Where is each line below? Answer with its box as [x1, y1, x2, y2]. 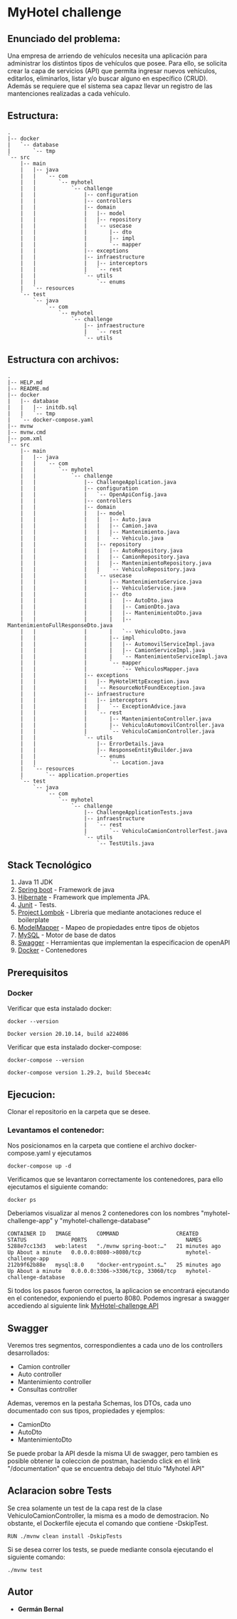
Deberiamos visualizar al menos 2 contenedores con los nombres [7, 1209, 200, 1217]
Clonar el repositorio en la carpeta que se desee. [7, 1107, 151, 1116]
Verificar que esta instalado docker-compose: [7, 1043, 142, 1052]
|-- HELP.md [7, 379, 43, 386]
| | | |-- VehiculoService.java [20, 585, 186, 592]
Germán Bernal [17, 1605, 64, 1613]
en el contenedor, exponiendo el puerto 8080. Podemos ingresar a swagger [7, 1294, 230, 1303]
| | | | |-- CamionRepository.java [20, 553, 190, 560]
